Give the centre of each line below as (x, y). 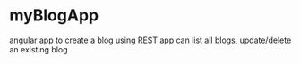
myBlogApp (54, 16)
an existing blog (39, 49)
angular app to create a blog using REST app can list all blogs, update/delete (150, 40)
